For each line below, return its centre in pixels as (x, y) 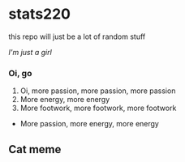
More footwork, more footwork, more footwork (98, 108)
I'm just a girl (30, 52)
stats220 (40, 14)
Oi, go (20, 73)
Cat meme (35, 149)
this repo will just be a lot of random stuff (77, 36)
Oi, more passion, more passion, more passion (98, 91)
